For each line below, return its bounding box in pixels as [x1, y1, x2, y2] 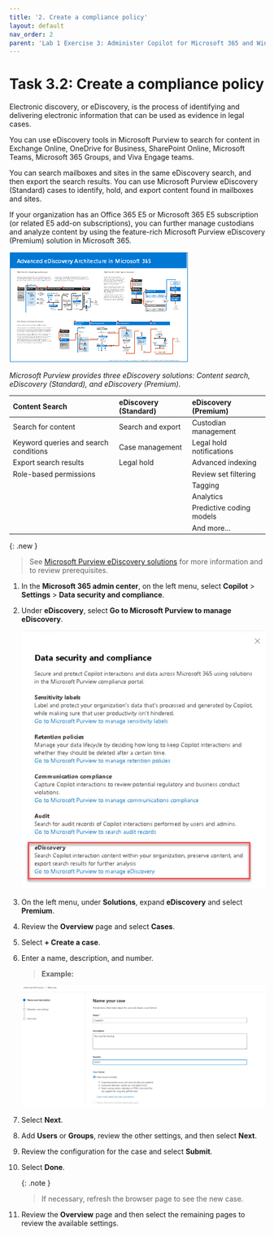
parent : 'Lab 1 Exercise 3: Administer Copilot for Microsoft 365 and [9, 39, 254, 47]
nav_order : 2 [9, 30, 54, 38]
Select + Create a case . [20, 937, 101, 948]
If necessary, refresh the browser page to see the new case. [41, 1194, 244, 1204]
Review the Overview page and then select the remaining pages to [20, 1210, 246, 1220]
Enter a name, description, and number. [20, 953, 154, 963]
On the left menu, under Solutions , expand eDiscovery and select [20, 897, 243, 907]
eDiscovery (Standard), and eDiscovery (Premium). [9, 379, 181, 389]
